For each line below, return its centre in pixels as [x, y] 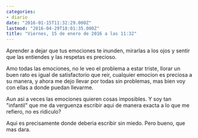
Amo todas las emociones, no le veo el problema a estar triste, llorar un [93, 68]
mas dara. [18, 130]
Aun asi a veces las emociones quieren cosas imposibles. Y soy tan [89, 99]
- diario [17, 17]
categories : [21, 12]
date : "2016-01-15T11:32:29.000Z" [49, 23]
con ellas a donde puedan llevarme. [50, 87]
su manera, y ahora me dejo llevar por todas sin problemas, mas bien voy [96, 81]
